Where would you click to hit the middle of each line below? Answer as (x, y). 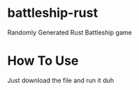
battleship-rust (53, 13)
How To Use (43, 61)
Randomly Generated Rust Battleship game (70, 32)
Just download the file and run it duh (61, 80)
